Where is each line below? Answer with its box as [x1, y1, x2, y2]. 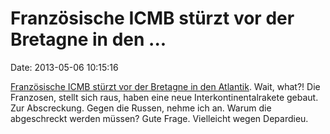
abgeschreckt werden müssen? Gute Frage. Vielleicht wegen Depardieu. [10, 112, 309, 124]
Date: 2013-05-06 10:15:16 [10, 61, 119, 73]
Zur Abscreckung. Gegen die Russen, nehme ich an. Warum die [10, 102, 272, 114]
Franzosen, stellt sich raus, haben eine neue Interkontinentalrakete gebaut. [10, 91, 319, 103]
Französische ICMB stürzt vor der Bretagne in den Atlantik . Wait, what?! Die [10, 80, 321, 92]
